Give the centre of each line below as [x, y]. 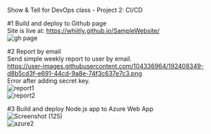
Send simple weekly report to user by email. [70, 59]
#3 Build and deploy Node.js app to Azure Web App [80, 109]
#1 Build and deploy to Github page [57, 23]
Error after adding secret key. [49, 81]
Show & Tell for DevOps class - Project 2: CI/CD [75, 10]
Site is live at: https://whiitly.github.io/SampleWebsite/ [83, 31]
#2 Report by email [34, 51]
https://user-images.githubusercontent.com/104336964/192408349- [105, 66]
